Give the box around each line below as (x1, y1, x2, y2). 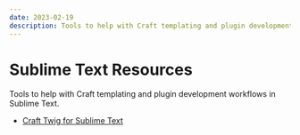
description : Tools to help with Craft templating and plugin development (9, 21, 294, 30)
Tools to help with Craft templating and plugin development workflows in (9, 89, 277, 99)
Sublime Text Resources (9, 60, 194, 80)
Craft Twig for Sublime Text (21, 115, 123, 126)
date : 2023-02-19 (9, 12, 74, 22)
